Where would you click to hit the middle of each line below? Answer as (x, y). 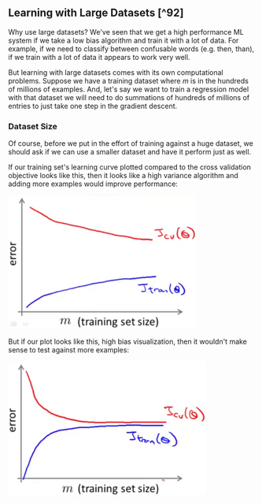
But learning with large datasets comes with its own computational (116, 72)
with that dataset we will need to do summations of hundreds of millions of (129, 97)
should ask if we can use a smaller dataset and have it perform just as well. (130, 152)
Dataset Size (33, 126)
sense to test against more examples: (69, 350)
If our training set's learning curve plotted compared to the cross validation (130, 167)
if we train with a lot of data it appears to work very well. (99, 57)
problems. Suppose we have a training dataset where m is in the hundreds (129, 80)
